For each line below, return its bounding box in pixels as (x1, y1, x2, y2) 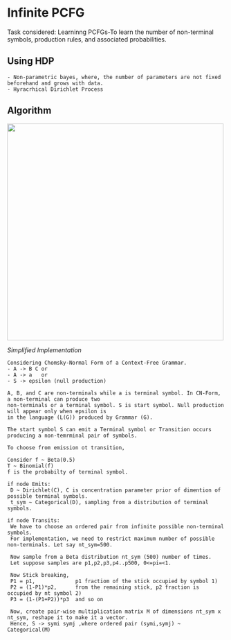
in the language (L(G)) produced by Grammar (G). (7, 414, 154, 421)
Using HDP (7, 55, 55, 67)
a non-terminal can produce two (7, 395, 100, 403)
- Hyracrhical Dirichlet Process (7, 85, 104, 93)
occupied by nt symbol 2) (7, 589, 82, 597)
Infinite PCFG (7, 5, 85, 21)
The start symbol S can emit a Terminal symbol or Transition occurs (7, 426, 212, 433)
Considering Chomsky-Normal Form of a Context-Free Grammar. (7, 359, 187, 366)
